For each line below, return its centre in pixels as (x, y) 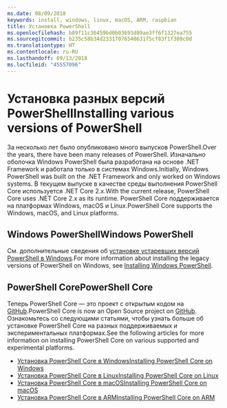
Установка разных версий (86, 99)
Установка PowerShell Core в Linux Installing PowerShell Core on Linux (118, 376)
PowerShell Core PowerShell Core (80, 287)
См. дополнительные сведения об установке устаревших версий (103, 251)
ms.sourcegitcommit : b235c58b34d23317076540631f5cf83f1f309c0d (100, 39)
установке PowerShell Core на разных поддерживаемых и (92, 326)
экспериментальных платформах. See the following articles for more (106, 333)
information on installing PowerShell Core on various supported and (103, 341)
